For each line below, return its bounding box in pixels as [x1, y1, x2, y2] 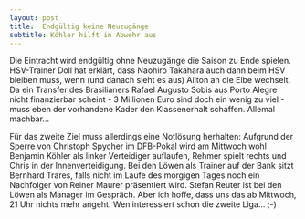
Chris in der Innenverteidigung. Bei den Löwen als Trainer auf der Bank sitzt [9, 161, 294, 172]
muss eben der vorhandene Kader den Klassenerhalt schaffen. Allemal [9, 104, 276, 115]
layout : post [9, 13, 59, 23]
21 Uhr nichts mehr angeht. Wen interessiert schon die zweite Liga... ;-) [9, 199, 277, 210]
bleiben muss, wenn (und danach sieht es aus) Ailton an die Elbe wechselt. [9, 75, 291, 86]
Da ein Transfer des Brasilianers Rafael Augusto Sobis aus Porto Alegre [9, 84, 278, 96]
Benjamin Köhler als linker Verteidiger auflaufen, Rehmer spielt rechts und [9, 151, 287, 162]
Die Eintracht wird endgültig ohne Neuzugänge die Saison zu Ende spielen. [9, 56, 291, 67]
